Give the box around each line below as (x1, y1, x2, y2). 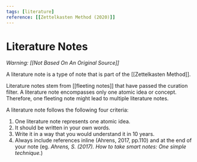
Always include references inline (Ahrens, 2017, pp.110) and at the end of (14, 137, 192, 144)
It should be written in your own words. (14, 124, 111, 131)
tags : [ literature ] (6, 8, 55, 15)
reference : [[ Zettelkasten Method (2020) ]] (6, 14, 116, 20)
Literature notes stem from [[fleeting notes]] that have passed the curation (6, 82, 188, 90)
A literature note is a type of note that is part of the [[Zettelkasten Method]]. (6, 71, 191, 78)
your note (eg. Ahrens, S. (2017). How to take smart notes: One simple (14, 143, 186, 150)
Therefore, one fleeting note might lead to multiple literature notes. (6, 95, 169, 102)
